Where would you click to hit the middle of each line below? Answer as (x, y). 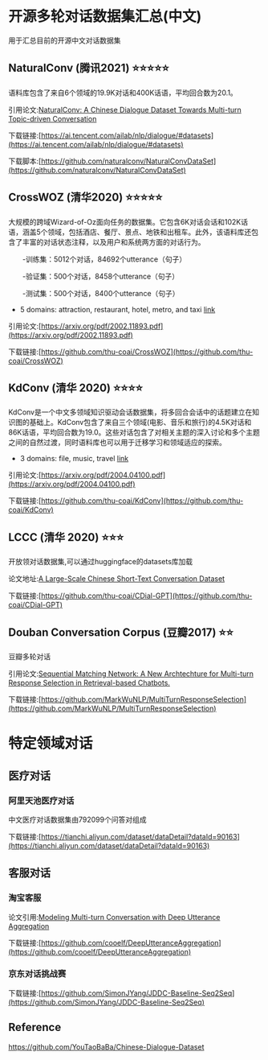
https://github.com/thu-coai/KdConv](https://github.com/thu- (142, 501)
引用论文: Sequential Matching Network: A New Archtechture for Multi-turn (131, 674)
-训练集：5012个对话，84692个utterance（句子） (105, 259)
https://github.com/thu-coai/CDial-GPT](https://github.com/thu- (147, 596)
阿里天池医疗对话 (41, 800)
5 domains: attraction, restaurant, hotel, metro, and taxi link (118, 309)
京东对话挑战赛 (37, 974)
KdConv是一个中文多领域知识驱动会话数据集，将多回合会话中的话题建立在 (130, 412)
